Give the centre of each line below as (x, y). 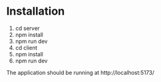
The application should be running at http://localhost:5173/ (80, 72)
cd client (26, 48)
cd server (27, 28)
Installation (36, 11)
